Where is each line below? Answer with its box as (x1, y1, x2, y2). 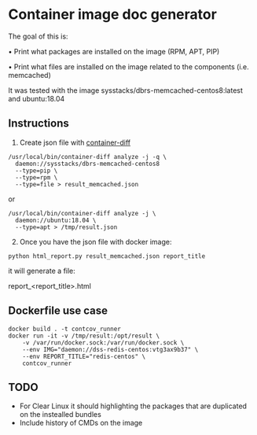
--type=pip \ (15, 167, 58, 175)
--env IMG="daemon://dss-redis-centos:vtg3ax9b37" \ (22, 345, 199, 353)
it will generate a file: (8, 266, 76, 275)
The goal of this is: (8, 31, 68, 41)
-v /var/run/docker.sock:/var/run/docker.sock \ (22, 338, 185, 347)
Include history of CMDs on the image (19, 418, 143, 428)
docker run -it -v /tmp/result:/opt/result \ (8, 332, 160, 340)
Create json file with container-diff (19, 138, 131, 147)
